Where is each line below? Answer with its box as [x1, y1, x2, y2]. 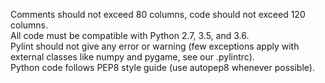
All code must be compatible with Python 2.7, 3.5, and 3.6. [10, 30, 250, 41]
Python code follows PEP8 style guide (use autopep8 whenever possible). [10, 62, 315, 73]
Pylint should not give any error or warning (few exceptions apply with [10, 40, 300, 52]
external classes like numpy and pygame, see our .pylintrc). [10, 51, 255, 63]
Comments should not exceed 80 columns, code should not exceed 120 [10, 9, 306, 20]
